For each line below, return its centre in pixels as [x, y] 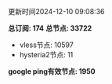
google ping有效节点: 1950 [52, 71]
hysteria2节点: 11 [46, 55]
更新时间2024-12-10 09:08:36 [56, 11]
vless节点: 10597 [47, 45]
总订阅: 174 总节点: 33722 [50, 28]
